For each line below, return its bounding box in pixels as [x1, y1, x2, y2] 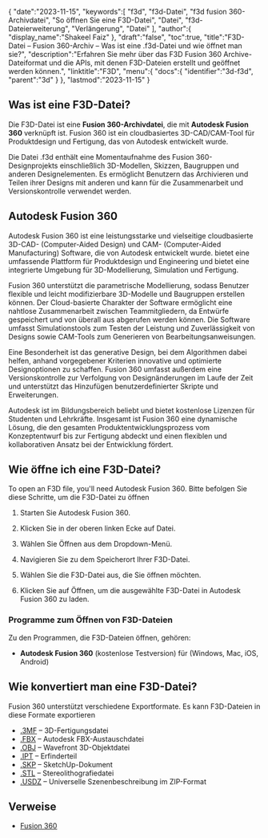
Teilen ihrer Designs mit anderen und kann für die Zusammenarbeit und [8, 177, 244, 187]
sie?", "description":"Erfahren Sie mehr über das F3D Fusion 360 [8, 50, 222, 59]
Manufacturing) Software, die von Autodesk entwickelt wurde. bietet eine [8, 248, 250, 258]
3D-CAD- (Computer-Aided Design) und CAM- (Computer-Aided [8, 239, 222, 249]
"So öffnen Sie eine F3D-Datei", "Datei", [51, 15, 184, 25]
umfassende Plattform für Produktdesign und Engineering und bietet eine [8, 256, 250, 266]
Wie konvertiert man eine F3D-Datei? [8, 680, 198, 694]
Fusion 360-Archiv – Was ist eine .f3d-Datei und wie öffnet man [32, 41, 242, 51]
